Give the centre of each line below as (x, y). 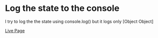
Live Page (15, 30)
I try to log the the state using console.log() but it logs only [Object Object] (79, 21)
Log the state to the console (62, 8)
